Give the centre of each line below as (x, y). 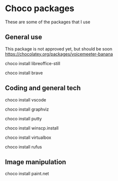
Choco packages (40, 8)
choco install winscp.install (32, 128)
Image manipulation (36, 162)
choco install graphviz (27, 109)
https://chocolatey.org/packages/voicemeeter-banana (59, 54)
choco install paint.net (27, 174)
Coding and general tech (43, 88)
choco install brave (24, 73)
